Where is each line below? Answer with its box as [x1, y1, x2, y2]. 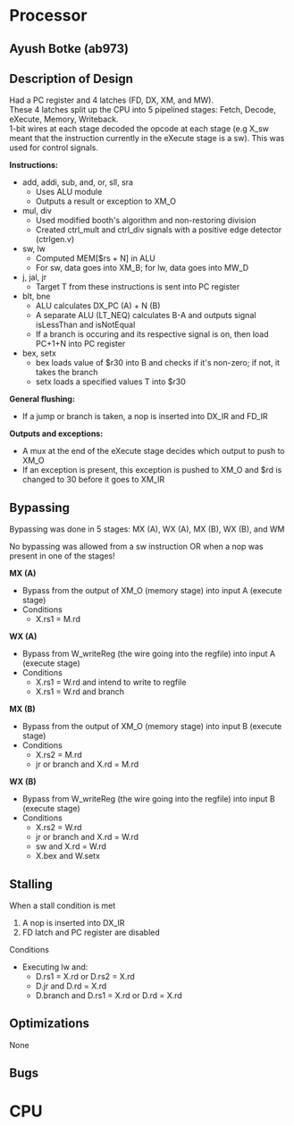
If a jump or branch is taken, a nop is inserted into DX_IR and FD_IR [21, 411, 268, 422]
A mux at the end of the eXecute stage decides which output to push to [21, 446, 285, 457]
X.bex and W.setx [35, 851, 101, 861]
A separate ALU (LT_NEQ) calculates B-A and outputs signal [35, 310, 256, 321]
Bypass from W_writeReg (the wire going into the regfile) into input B [21, 794, 275, 804]
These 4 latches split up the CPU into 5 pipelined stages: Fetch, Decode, [9, 105, 277, 115]
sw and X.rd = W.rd [35, 841, 107, 852]
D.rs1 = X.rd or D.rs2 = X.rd [35, 971, 136, 982]
